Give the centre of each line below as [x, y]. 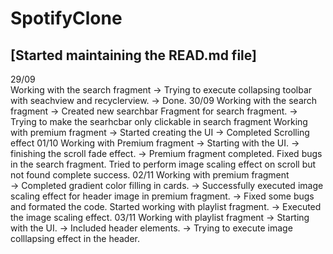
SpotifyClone [66, 18]
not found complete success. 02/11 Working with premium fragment [150, 175]
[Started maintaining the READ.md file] [133, 55]
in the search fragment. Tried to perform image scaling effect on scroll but [163, 164]
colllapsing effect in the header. [75, 238]
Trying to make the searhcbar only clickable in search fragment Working [159, 121]
